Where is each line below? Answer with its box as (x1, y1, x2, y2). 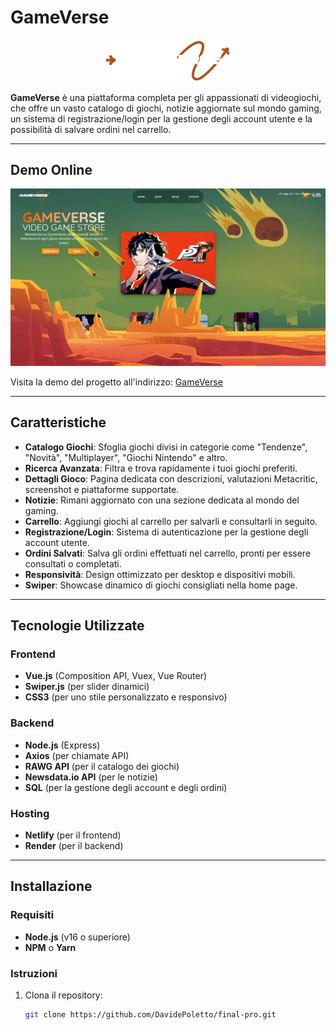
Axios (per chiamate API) (24, 749, 130, 761)
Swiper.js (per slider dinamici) (24, 681, 150, 693)
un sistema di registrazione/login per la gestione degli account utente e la (10, 112, 313, 125)
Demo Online (10, 161, 93, 178)
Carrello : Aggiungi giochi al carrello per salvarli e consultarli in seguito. (24, 515, 318, 527)
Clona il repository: (24, 989, 103, 1001)
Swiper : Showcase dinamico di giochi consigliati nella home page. (24, 579, 298, 591)
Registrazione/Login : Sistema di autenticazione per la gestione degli (24, 526, 309, 538)
